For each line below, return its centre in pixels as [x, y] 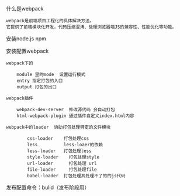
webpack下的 [20, 63]
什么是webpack [25, 8]
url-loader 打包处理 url [62, 163]
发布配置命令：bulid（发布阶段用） [48, 187]
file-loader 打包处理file [62, 170]
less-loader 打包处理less [59, 151]
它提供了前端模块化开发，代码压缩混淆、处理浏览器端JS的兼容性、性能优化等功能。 [91, 27]
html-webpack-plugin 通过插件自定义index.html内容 [75, 116]
